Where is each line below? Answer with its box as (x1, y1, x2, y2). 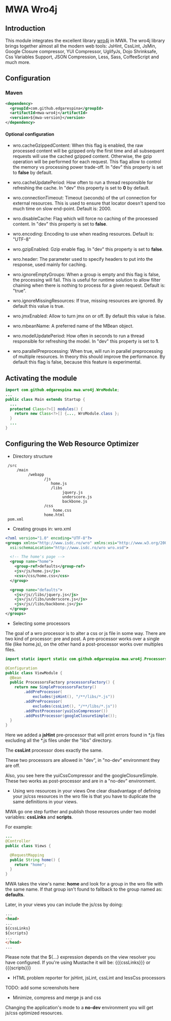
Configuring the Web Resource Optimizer (5, 440, 139, 448)
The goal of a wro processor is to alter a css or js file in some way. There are (5, 630, 166, 636)
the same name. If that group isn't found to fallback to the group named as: (5, 886, 163, 893)
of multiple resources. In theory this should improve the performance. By (12, 354, 165, 360)
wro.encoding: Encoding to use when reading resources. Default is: (12, 231, 154, 237)
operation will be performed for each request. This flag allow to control (12, 158, 161, 165)
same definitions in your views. (12, 799, 78, 805)
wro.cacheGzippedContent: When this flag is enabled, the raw (12, 142, 144, 149)
